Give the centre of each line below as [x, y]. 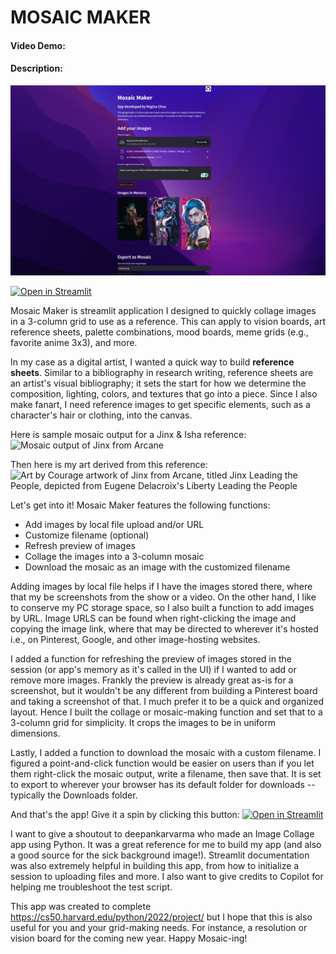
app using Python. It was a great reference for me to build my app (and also [166, 845]
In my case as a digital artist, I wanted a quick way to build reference [152, 362]
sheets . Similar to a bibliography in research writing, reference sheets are [162, 373]
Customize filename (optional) [87, 535]
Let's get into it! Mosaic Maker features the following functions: [140, 505]
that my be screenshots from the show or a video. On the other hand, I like [163, 597]
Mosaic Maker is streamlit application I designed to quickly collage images [163, 311]
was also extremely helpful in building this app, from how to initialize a [155, 866]
